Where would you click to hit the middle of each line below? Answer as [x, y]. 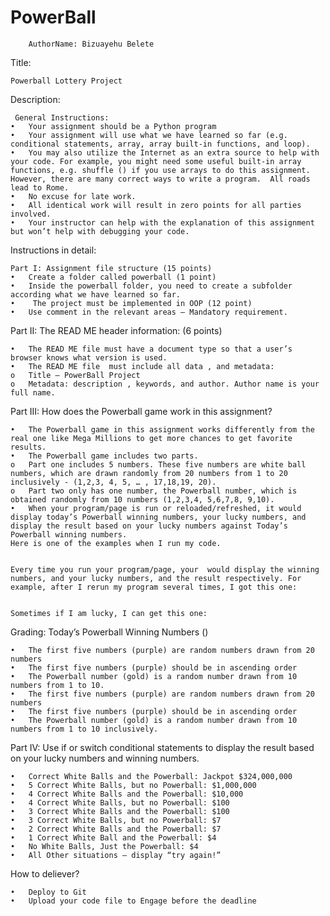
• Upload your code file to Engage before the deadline [133, 901]
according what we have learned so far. [96, 294]
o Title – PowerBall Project [75, 375]
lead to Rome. [40, 187]
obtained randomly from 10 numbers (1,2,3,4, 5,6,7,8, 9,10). [142, 499]
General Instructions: [62, 117]
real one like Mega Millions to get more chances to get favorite [151, 438]
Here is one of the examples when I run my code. [116, 543]
